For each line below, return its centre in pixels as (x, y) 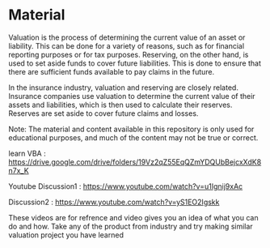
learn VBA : (27, 153)
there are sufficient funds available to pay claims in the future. (112, 71)
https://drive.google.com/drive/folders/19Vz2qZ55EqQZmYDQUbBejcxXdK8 (135, 162)
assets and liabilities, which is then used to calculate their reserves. (120, 105)
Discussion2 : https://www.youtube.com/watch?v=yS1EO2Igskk (114, 202)
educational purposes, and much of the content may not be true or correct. (133, 137)
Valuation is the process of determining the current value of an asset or (127, 37)
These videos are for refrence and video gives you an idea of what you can (133, 217)
